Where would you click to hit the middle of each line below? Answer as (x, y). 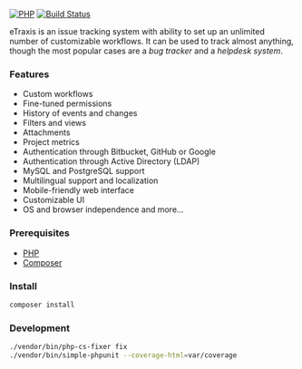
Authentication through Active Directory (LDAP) (111, 161)
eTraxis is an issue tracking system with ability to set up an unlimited (137, 31)
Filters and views (54, 123)
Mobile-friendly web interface (78, 190)
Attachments (46, 132)
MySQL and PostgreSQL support (83, 171)
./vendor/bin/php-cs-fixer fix (68, 347)
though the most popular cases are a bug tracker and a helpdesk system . (146, 51)
